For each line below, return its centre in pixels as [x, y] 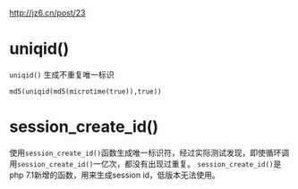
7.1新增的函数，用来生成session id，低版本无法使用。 [123, 175]
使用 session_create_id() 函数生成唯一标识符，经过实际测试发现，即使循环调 [149, 152]
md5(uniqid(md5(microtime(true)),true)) [86, 91]
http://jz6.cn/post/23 [47, 13]
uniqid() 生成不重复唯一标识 [62, 74]
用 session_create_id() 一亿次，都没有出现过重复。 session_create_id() [141, 163]
